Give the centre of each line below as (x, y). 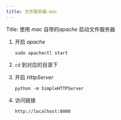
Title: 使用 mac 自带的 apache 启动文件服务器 (61, 29)
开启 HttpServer (34, 77)
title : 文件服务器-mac (32, 12)
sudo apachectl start (41, 53)
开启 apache (30, 41)
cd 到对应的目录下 (36, 64)
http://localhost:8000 (42, 111)
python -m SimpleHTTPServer (49, 88)
